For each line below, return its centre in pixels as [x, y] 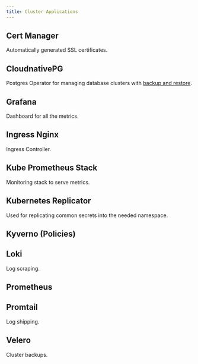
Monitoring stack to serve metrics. [48, 182]
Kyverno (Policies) [41, 233]
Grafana [21, 102]
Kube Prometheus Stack [52, 168]
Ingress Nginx [33, 135]
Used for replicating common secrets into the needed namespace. [87, 215]
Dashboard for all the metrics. [42, 116]
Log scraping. [23, 268]
